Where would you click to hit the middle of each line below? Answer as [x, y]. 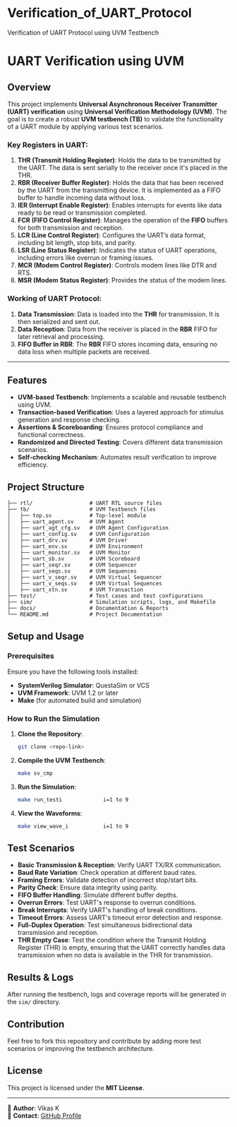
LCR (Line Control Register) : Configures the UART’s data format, [111, 235]
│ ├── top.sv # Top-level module [77, 516]
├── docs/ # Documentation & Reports [88, 609]
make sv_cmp [35, 774]
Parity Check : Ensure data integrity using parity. [88, 888]
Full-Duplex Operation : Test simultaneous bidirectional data [105, 925]
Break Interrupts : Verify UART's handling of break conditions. [107, 910]
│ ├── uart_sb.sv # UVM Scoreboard [74, 559]
